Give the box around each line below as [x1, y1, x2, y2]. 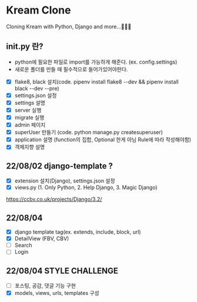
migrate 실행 [14, 114, 45, 121]
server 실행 [14, 107, 42, 114]
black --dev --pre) [14, 85, 60, 92]
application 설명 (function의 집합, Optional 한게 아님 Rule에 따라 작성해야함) [14, 136, 192, 143]
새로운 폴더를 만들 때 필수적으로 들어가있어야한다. [14, 65, 128, 72]
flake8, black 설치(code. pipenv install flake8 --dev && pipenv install [14, 78, 179, 85]
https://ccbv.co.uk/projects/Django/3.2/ [6, 195, 102, 203]
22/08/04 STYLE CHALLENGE [6, 266, 119, 276]
